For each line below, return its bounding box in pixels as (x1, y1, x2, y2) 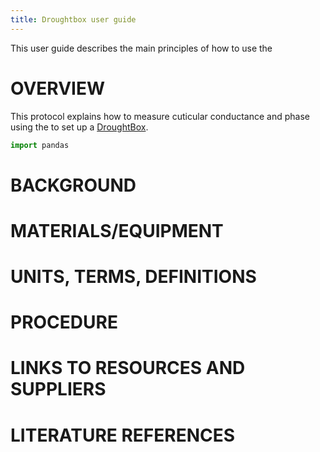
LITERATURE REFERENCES (10, 424, 236, 446)
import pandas (10, 140, 70, 150)
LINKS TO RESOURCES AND (10, 357, 246, 380)
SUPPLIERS (10, 378, 107, 401)
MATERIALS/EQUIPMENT (10, 219, 224, 242)
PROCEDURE (10, 311, 118, 334)
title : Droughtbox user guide (10, 14, 137, 25)
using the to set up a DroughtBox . (10, 121, 149, 133)
